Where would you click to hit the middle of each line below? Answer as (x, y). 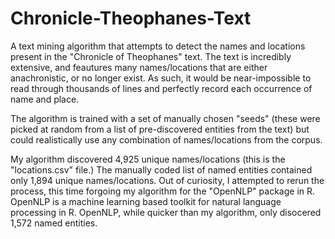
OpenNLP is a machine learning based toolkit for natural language (146, 201)
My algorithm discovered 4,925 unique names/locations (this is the (148, 159)
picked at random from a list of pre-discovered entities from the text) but (160, 129)
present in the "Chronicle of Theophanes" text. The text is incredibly (151, 56)
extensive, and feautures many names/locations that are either (139, 67)
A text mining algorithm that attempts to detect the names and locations (158, 46)
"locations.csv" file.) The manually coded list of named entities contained (161, 169)
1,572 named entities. (54, 223)
